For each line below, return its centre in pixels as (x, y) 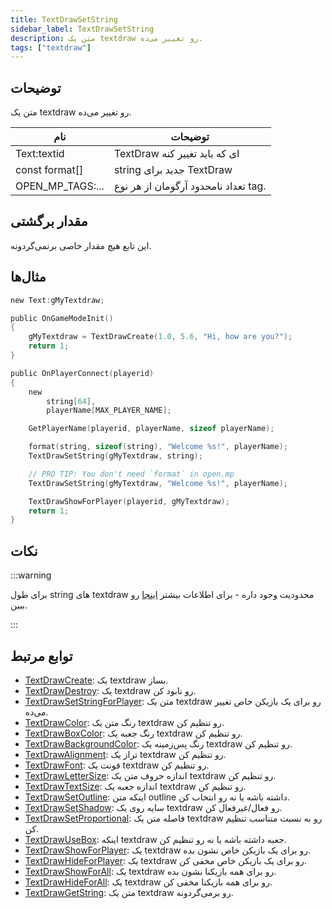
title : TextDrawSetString (64, 19)
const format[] (49, 170)
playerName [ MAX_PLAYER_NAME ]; (109, 411)
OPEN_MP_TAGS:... (60, 186)
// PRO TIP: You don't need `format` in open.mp (131, 474)
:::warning (31, 575)
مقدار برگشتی (49, 221)
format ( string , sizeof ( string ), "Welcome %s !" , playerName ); (158, 447)
